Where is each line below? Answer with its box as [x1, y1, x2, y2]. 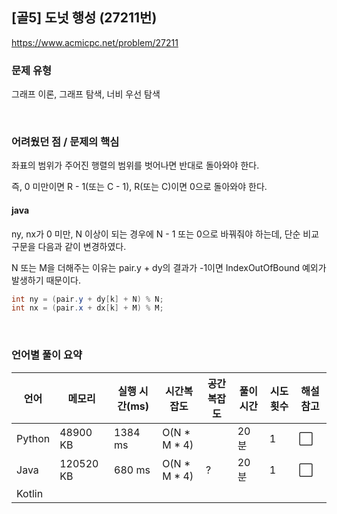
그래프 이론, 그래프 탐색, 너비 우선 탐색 [11, 88, 161, 100]
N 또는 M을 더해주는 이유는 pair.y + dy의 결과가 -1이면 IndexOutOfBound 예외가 [11, 261, 327, 273]
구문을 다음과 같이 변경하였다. [11, 240, 127, 252]
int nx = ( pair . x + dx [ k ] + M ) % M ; [11, 303, 164, 313]
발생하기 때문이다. [11, 274, 82, 286]
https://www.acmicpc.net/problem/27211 [11, 36, 179, 48]
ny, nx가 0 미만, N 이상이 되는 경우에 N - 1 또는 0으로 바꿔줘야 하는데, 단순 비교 [11, 228, 320, 240]
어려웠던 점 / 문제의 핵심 [11, 135, 120, 149]
